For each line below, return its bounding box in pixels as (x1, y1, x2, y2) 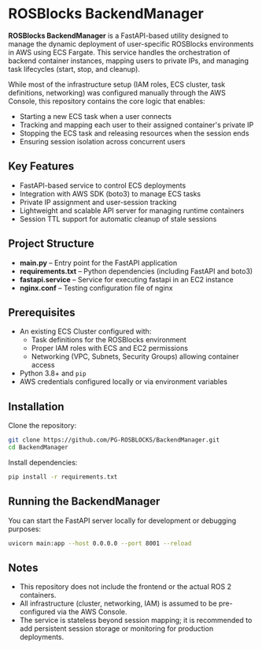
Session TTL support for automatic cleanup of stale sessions (19, 214, 217, 223)
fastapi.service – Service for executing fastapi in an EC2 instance (19, 274, 234, 284)
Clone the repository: (8, 421, 77, 431)
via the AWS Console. (57, 607, 127, 617)
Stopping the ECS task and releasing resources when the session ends (19, 128, 249, 138)
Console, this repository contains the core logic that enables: (8, 96, 206, 106)
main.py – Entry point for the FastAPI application (19, 258, 178, 267)
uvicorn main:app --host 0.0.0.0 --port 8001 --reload (8, 539, 192, 547)
